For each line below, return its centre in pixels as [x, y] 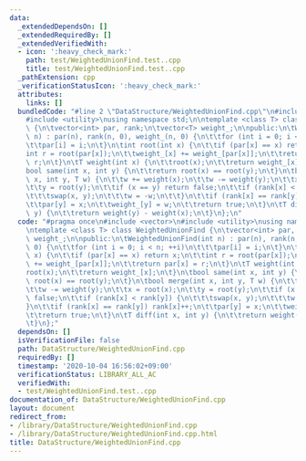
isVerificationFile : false [69, 341]
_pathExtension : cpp [56, 78]
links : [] [45, 103]
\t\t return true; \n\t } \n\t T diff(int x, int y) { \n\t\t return [146, 315]
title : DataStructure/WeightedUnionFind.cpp [95, 442]
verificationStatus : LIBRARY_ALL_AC [87, 374]
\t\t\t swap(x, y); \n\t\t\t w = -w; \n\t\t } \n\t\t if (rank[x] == [146, 196]
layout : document [42, 409]
